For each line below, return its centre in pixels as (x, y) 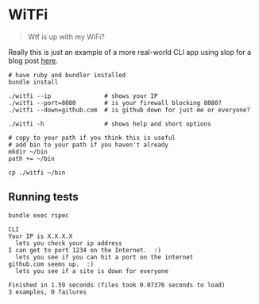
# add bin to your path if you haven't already (89, 145)
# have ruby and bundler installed (67, 75)
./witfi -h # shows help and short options (110, 124)
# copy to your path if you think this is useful (92, 138)
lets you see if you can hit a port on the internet (104, 257)
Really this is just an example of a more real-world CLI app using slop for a (130, 52)
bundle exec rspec (39, 215)
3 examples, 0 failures (48, 292)
